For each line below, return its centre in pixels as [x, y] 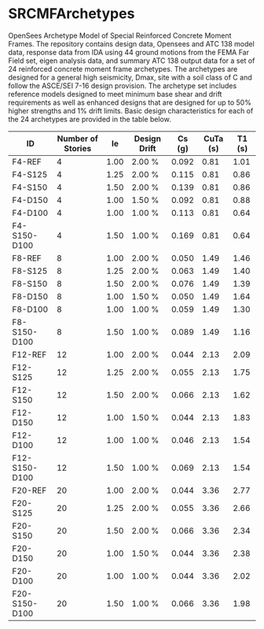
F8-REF [27, 258]
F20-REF [29, 490]
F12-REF [29, 354]
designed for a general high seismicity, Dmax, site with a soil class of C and [130, 77]
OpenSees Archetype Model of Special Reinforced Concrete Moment [120, 35]
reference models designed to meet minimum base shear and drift [115, 94]
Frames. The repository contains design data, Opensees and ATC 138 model [132, 43]
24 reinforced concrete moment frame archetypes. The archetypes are [123, 68]
